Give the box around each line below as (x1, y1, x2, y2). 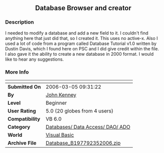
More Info (5, 69, 29, 76)
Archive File (7, 139, 37, 146)
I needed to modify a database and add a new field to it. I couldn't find (5, 30, 149, 36)
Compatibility (7, 115, 41, 122)
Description (5, 19, 34, 26)
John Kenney (46, 91, 77, 98)
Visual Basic (46, 131, 74, 138)
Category (7, 123, 31, 130)
